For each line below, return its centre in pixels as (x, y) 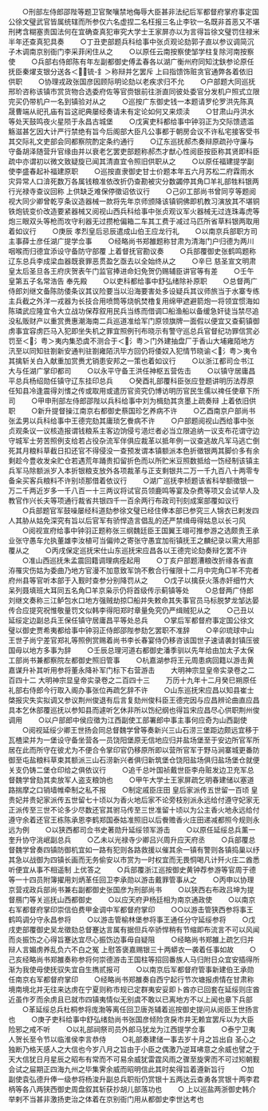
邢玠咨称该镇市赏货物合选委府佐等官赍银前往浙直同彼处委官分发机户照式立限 (134, 91)
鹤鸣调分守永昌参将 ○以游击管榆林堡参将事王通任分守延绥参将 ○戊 (132, 919)
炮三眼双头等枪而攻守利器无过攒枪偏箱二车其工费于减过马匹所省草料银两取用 (134, 221)
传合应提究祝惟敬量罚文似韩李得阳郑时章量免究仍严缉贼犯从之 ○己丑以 (131, 610)
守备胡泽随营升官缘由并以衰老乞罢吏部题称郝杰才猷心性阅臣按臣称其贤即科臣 (134, 151)
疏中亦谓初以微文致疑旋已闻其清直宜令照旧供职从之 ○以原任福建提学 (128, 161)
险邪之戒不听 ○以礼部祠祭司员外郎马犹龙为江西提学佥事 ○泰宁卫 (128, 1029)
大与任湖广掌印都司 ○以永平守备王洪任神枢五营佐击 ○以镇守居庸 (128, 371)
